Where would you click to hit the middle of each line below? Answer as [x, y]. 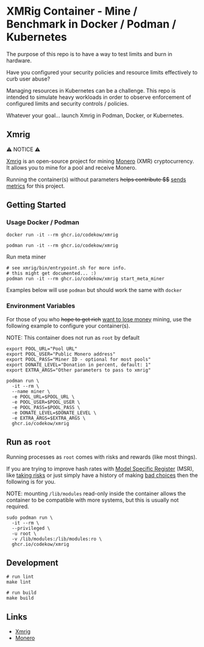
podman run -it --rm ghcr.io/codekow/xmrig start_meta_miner [86, 279]
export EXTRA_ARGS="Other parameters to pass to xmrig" [79, 370]
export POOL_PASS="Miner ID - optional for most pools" [79, 359]
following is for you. [31, 481]
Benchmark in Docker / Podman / [91, 24]
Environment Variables [41, 306]
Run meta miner [26, 257]
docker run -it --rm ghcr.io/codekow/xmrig [62, 235]
